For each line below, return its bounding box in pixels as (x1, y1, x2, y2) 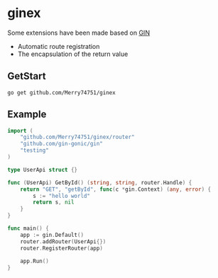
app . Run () (20, 257, 50, 265)
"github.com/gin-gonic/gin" (20, 140, 103, 148)
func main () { (7, 225, 50, 232)
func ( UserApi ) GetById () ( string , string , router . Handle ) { (7, 179, 192, 186)
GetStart (7, 70, 46, 82)
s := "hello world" (33, 192, 91, 199)
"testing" (20, 147, 50, 154)
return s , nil (33, 199, 75, 206)
